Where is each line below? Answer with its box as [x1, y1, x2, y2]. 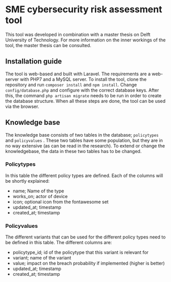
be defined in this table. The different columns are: [5, 240, 112, 246]
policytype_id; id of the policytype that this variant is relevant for [12, 249, 149, 255]
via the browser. [5, 103, 39, 110]
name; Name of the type [12, 188, 65, 194]
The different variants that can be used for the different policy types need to [5, 234, 166, 240]
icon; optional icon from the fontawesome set [12, 199, 109, 205]
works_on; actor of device [12, 193, 68, 199]
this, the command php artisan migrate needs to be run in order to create [5, 92, 162, 98]
